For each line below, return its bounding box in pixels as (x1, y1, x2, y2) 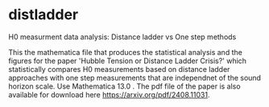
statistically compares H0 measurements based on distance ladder (8, 64, 230, 73)
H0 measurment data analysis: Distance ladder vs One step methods (8, 32, 237, 42)
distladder (8, 6, 79, 24)
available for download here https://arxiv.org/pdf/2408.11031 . (8, 89, 210, 99)
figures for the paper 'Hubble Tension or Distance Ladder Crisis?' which (8, 56, 247, 65)
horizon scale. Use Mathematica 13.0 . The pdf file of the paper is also (8, 81, 241, 91)
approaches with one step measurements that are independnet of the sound (8, 73, 262, 82)
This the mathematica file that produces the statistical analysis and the (8, 47, 243, 57)
